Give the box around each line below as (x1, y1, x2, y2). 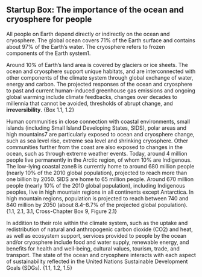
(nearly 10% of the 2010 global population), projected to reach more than (6, 169, 188, 176)
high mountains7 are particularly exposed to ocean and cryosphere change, (6, 130, 195, 138)
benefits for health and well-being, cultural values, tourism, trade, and (6, 244, 180, 252)
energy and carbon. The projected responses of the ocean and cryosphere (6, 80, 193, 88)
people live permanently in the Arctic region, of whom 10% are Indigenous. (6, 156, 192, 164)
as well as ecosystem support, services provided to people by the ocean (6, 232, 187, 239)
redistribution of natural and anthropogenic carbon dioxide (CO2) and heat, (6, 226, 193, 233)
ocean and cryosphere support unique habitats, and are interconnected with (6, 68, 196, 75)
